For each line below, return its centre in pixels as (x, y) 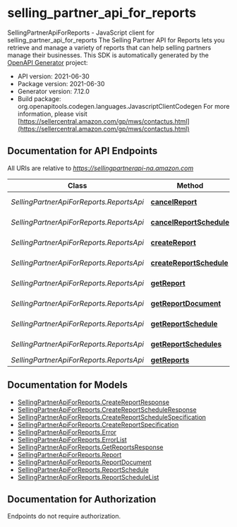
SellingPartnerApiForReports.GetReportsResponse (90, 447)
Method (190, 185)
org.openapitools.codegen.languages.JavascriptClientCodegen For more (123, 106)
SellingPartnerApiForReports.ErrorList (72, 439)
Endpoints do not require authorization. (64, 516)
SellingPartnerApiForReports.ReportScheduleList (88, 477)
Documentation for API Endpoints (83, 151)
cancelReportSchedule (190, 222)
